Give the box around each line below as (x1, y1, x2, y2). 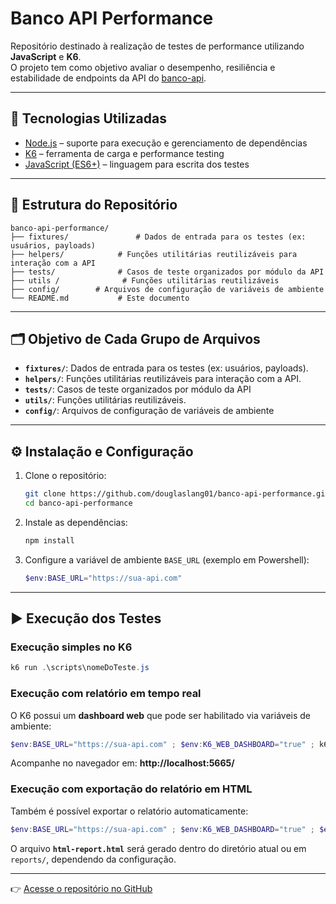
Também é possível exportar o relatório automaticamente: (10, 805, 249, 817)
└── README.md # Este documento (10, 293, 190, 303)
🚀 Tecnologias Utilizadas (10, 110, 167, 127)
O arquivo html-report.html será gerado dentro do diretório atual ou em (10, 842, 307, 854)
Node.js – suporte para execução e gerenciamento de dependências (24, 137, 308, 149)
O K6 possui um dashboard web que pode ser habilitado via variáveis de (10, 709, 312, 721)
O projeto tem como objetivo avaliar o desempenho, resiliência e (10, 61, 276, 73)
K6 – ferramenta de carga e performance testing (24, 147, 225, 159)
